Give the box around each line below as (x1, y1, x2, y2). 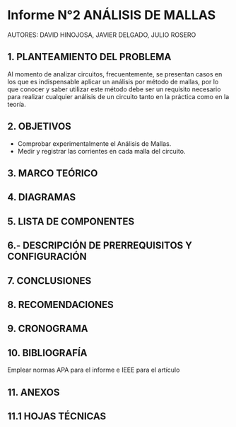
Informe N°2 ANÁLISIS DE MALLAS (7, 7, 216, 23)
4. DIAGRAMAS (7, 191, 76, 203)
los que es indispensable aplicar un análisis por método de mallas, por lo (7, 77, 219, 86)
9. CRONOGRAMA (7, 323, 88, 335)
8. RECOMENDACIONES (7, 298, 114, 311)
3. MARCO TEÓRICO (7, 167, 98, 179)
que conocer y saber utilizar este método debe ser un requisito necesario (7, 85, 221, 93)
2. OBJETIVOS (7, 120, 72, 132)
